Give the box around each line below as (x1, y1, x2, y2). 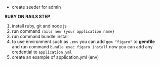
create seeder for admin (11, 4, 61, 10)
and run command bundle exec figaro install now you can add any (11, 44, 153, 49)
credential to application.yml (11, 49, 72, 55)
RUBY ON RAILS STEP (4, 14, 50, 19)
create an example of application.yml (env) (11, 54, 99, 60)
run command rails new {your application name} (11, 28, 115, 34)
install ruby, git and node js (11, 23, 67, 29)
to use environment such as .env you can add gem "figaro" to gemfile (11, 39, 155, 44)
